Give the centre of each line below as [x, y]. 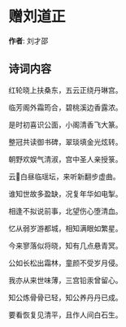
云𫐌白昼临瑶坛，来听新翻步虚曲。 [64, 177]
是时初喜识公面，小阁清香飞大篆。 [65, 124]
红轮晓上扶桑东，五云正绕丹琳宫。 [65, 89]
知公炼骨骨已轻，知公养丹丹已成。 [65, 297]
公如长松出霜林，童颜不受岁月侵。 [65, 263]
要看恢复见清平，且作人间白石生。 [65, 315]
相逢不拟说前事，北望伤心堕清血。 [65, 211]
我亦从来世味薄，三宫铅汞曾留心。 [65, 280]
